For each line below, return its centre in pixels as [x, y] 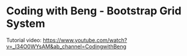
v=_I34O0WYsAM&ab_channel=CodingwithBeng [66, 46]
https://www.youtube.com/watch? [85, 40]
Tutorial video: [24, 40]
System [26, 24]
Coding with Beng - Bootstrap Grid [94, 11]
